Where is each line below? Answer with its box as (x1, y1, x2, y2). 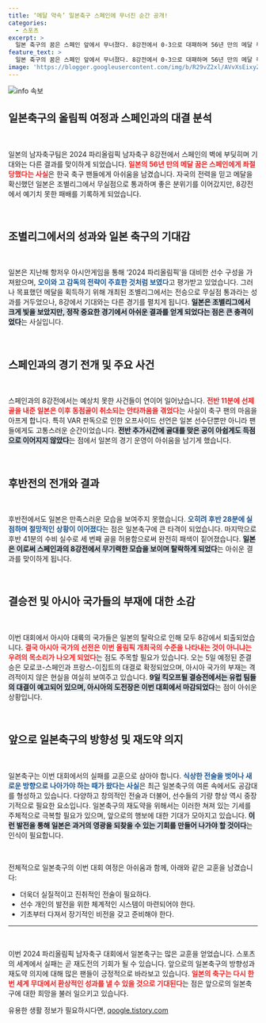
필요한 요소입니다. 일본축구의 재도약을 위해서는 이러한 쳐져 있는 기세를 (35, 800, 252, 810)
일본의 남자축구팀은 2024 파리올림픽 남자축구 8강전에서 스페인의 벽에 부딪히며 (8, 149, 250, 159)
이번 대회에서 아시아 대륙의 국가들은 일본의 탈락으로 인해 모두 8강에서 (8, 632, 222, 642)
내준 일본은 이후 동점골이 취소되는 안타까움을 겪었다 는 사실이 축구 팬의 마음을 (22, 406, 257, 416)
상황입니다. (8, 692, 43, 702)
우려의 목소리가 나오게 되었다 (8, 652, 97, 662)
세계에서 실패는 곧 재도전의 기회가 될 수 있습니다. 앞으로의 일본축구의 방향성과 (16, 959, 256, 968)
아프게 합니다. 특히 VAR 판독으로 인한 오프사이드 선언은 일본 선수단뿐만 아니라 (8, 416, 248, 425)
